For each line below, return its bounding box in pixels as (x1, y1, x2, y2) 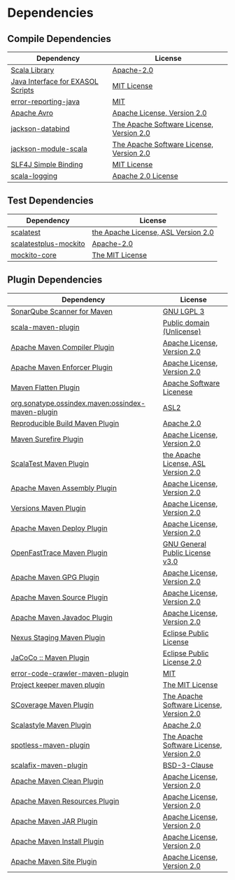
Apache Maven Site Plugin (10, 856, 97, 866)
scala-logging (10, 171, 58, 180)
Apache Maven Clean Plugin (10, 776, 104, 786)
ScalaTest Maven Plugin (10, 458, 90, 468)
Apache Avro (10, 108, 54, 118)
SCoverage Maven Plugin (10, 700, 94, 709)
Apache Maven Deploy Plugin (10, 523, 108, 533)
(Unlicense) (162, 327, 201, 336)
